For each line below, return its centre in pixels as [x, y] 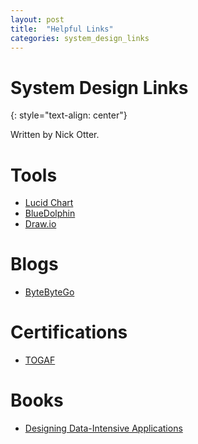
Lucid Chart [49, 203]
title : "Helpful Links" [62, 29]
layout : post [37, 19]
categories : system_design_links [80, 38]
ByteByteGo [49, 292]
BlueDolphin [50, 213]
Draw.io [40, 224]
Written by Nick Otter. [55, 135]
